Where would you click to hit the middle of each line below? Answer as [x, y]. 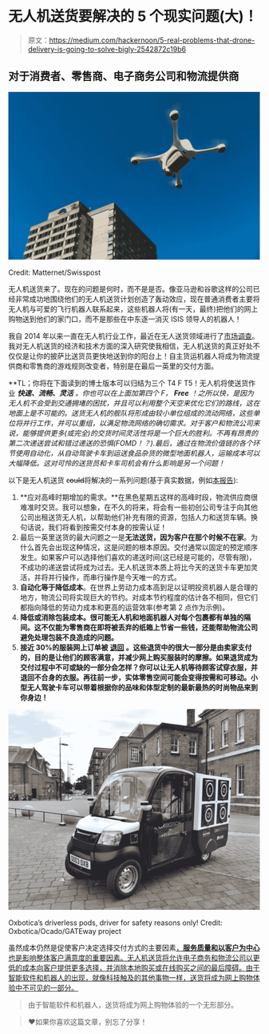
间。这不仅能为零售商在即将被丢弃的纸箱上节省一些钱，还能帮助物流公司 [138, 628]
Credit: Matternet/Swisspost [55, 272]
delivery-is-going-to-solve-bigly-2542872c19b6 [107, 49]
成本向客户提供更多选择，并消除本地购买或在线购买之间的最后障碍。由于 [141, 968]
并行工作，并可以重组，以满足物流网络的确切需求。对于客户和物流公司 [137, 423]
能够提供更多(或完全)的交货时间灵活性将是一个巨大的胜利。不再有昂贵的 [140, 433]
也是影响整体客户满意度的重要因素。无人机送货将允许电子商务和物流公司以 [131, 958]
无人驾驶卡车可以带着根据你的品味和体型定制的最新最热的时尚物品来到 [142, 688]
